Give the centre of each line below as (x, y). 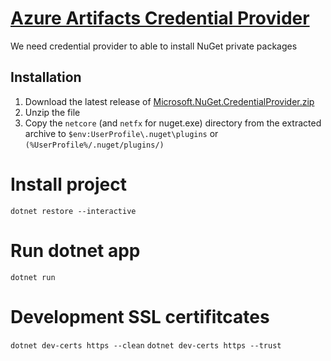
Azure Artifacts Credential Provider (160, 18)
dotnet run (33, 277)
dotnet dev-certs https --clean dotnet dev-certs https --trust (146, 345)
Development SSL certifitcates (140, 316)
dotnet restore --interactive (73, 211)
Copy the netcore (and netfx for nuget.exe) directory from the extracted (173, 123)
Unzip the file (52, 112)
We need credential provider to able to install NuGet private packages (154, 46)
